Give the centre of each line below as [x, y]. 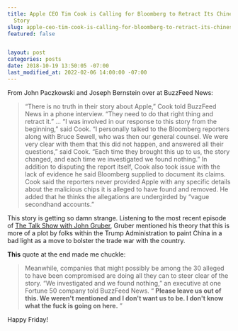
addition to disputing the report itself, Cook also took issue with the [123, 167]
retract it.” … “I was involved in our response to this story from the [121, 121]
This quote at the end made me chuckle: [67, 254]
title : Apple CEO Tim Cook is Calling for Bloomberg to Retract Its [110, 14]
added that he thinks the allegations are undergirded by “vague [117, 196]
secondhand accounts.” [59, 204]
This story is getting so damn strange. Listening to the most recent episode [117, 218]
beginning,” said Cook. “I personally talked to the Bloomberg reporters [127, 129]
